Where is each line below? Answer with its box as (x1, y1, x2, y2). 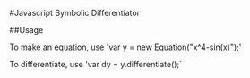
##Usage (9, 25, 44, 35)
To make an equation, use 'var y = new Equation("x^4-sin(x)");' (9, 42, 242, 52)
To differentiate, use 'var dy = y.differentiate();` (9, 59, 182, 69)
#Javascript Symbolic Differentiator (9, 8, 141, 18)
